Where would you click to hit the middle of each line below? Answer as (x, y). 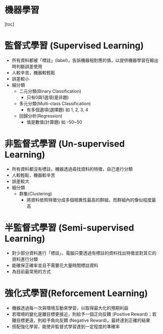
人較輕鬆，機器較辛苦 (33, 175)
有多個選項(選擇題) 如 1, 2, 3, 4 (57, 110)
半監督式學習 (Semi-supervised (69, 228)
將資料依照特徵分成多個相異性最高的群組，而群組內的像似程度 (89, 200)
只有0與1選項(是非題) (48, 97)
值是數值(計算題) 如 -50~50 (54, 122)
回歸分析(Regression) (41, 116)
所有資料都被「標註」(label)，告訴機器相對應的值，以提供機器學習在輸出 (85, 60)
